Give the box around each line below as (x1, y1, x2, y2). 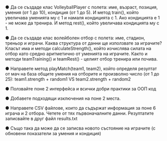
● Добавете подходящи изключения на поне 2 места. (5, 95, 121, 101)
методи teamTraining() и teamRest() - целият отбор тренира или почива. (5, 56, 158, 62)
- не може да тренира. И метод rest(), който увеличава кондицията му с (5, 20, 160, 26)
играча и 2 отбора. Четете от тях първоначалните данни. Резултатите (5, 110, 154, 116)
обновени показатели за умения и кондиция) (5, 131, 101, 136)
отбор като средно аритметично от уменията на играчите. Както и (5, 51, 148, 57)
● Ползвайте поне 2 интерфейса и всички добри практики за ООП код (5, 86, 157, 91)
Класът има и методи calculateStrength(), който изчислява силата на (5, 46, 152, 51)
